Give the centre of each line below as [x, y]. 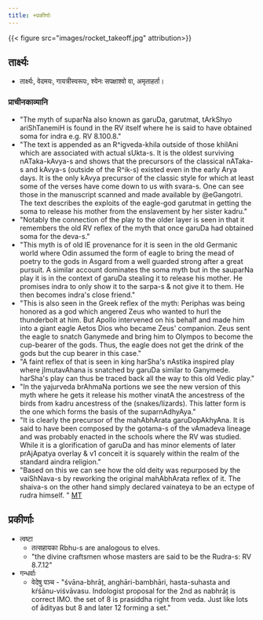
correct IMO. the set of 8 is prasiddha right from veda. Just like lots [140, 599]
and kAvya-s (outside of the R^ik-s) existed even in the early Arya [131, 169]
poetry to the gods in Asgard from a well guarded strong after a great [131, 261]
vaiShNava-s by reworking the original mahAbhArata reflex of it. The [130, 478]
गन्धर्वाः [28, 573]
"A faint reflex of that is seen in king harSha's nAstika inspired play [127, 361]
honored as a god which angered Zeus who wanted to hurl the [120, 311]
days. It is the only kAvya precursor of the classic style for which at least [137, 178]
